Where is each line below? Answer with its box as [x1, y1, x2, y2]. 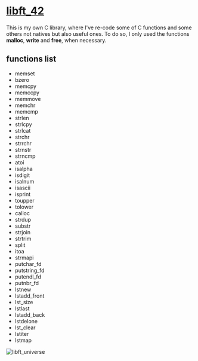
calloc [14, 209, 30, 216]
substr [14, 222, 31, 230]
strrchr [14, 139, 32, 147]
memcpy [14, 82, 37, 90]
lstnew [14, 286, 32, 293]
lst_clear [14, 324, 36, 331]
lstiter [14, 330, 29, 337]
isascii [14, 184, 31, 191]
